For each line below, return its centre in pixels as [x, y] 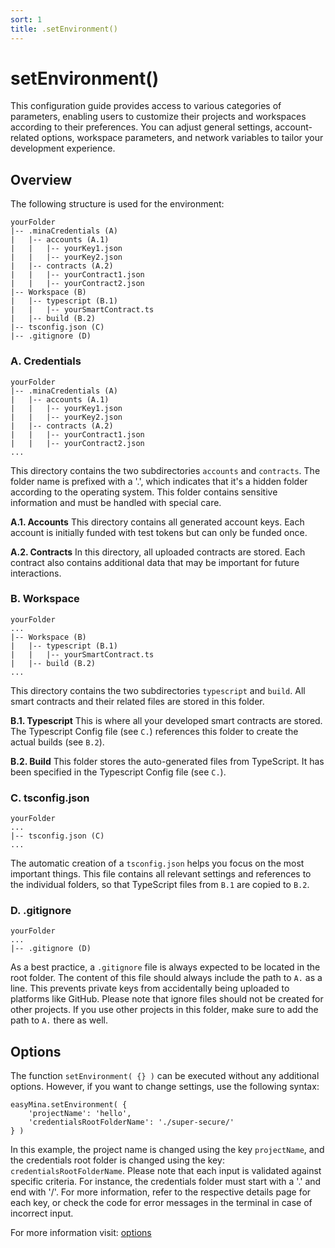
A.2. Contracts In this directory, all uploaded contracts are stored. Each [158, 552]
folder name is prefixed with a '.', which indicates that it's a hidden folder [159, 481]
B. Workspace [45, 599]
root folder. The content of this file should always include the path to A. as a [166, 978]
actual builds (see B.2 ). [57, 742]
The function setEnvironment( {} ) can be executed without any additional [165, 1076]
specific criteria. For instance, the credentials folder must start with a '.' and [166, 1182]
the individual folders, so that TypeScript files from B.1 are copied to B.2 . [160, 885]
